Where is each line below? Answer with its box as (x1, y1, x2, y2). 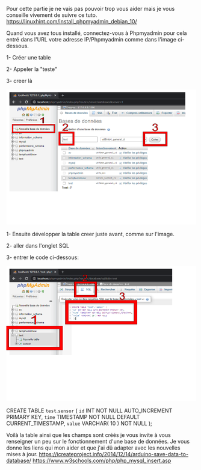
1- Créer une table (6, 54, 51, 61)
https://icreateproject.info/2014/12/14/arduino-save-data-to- (39, 451, 188, 457)
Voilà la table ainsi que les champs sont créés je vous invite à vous (6, 432, 172, 438)
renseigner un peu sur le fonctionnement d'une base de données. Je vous (6, 438, 190, 445)
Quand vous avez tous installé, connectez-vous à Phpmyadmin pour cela (6, 29, 187, 37)
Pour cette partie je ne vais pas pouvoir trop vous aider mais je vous (6, 5, 175, 12)
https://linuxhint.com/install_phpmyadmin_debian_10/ (6, 18, 137, 25)
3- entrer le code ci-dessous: (6, 254, 79, 261)
